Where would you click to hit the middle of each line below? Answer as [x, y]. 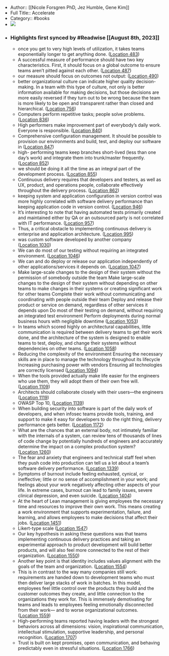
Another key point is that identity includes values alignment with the [89, 561]
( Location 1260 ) [34, 452]
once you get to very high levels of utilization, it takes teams [81, 49]
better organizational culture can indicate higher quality [76, 82]
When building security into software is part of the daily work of [85, 409]
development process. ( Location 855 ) [57, 174]
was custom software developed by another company [75, 240]
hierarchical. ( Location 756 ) [47, 109]
